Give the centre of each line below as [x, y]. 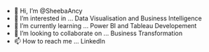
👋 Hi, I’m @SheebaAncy [48, 11]
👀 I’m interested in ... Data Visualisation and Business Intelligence [108, 18]
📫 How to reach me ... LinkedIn [60, 41]
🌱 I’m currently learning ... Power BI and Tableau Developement [105, 26]
